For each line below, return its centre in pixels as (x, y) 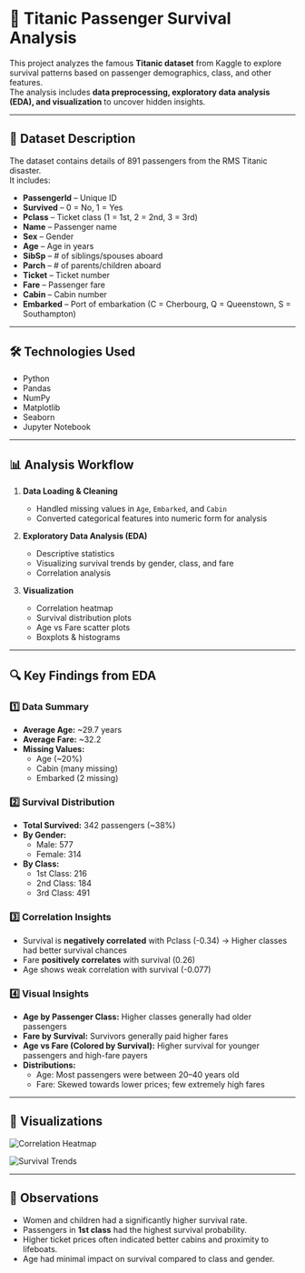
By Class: (41, 864)
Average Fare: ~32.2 (62, 739)
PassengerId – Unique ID (70, 197)
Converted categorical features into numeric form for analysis (152, 518)
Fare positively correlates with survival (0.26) (109, 959)
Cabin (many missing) (77, 768)
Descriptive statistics (75, 554)
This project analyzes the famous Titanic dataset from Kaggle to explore (146, 63)
